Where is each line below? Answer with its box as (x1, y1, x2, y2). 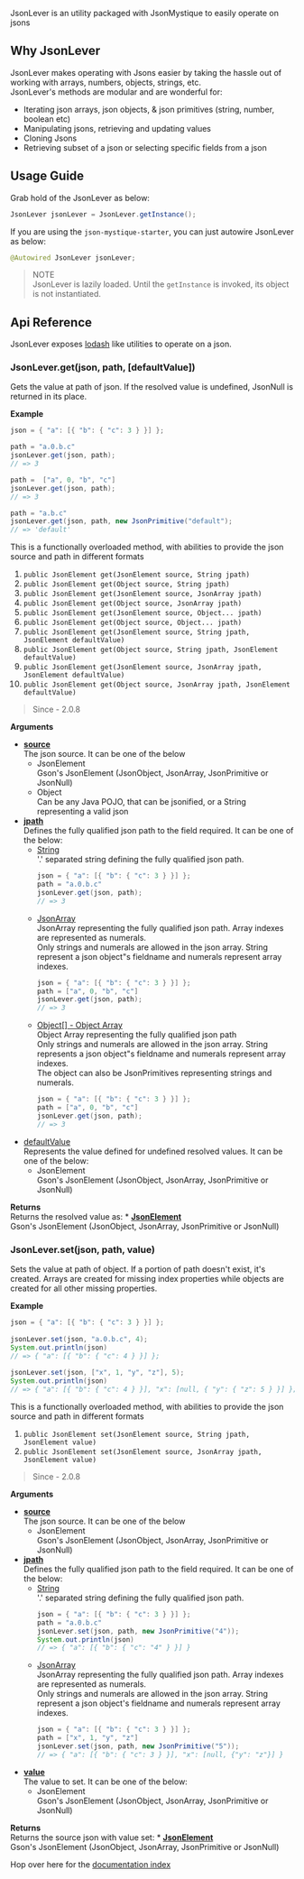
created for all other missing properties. (10, 1283, 158, 1294)
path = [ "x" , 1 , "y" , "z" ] (36, 1734, 139, 1743)
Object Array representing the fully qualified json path (36, 1029, 237, 1040)
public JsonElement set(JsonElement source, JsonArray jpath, (23, 1447, 263, 1456)
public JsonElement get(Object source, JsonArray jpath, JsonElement (23, 680, 291, 689)
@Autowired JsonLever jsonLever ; (10, 253, 136, 263)
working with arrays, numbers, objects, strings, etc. (10, 77, 202, 88)
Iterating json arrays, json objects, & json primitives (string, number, (23, 104, 274, 115)
